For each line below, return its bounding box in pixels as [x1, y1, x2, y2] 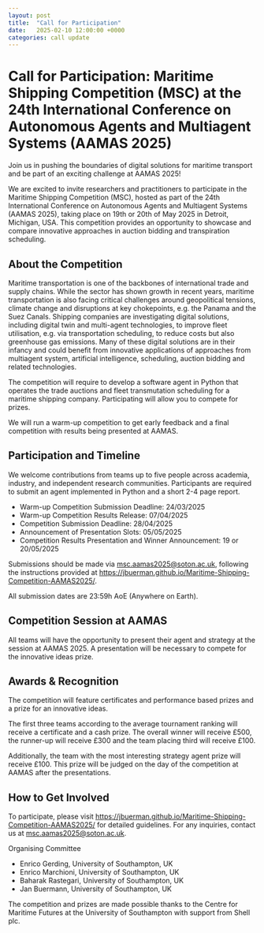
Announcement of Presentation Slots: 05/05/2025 [19, 527, 183, 536]
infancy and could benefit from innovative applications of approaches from [8, 345, 251, 355]
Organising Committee [8, 844, 81, 853]
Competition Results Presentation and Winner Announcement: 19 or [19, 536, 239, 545]
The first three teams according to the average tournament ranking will [8, 719, 238, 729]
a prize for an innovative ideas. [8, 703, 109, 714]
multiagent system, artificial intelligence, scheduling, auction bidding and [8, 354, 246, 363]
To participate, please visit [8, 812, 95, 821]
